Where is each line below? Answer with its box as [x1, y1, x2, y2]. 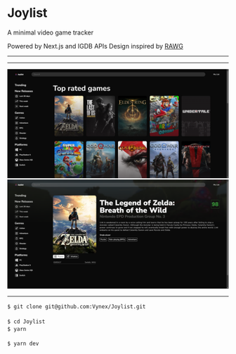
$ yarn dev [7, 340, 39, 348]
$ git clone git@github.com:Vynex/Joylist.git [7, 303, 146, 310]
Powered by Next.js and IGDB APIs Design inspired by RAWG [7, 42, 184, 50]
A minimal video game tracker [7, 28, 94, 37]
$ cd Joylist [7, 318, 46, 325]
